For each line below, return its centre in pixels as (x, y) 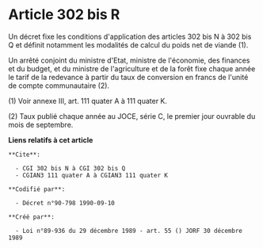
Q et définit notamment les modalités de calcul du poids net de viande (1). (128, 44)
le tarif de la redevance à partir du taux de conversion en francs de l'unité (128, 77)
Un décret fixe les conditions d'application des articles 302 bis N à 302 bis (130, 36)
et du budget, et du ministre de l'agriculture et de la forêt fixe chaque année (132, 68)
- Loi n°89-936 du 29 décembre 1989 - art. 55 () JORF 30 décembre (129, 231)
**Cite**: (25, 155)
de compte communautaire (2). (59, 86)
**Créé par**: (32, 217)
